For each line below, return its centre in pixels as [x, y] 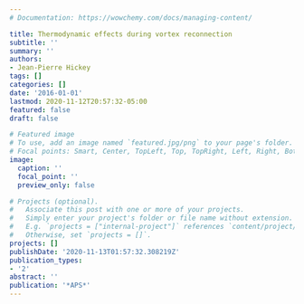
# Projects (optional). [54, 201]
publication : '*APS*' [50, 286]
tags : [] [26, 76]
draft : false [34, 119]
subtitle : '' [34, 43]
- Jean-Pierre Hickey [50, 68]
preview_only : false [56, 185]
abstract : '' [34, 277]
